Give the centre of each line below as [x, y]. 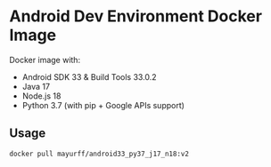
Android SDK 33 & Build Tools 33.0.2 [90, 76]
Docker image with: [45, 60]
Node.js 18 [41, 96]
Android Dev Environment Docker [136, 16]
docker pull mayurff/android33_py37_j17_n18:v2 [99, 154]
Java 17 [36, 86]
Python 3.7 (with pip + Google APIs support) [103, 105]
